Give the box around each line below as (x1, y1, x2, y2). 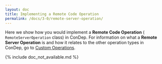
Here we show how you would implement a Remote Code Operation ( (5, 30, 145, 35)
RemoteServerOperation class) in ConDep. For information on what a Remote (5, 34, 157, 40)
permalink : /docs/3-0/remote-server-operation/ (5, 16, 104, 21)
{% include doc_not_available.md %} (5, 54, 79, 60)
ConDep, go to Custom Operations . (5, 45, 75, 51)
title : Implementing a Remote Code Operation (5, 12, 99, 16)
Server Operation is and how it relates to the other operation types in (5, 40, 144, 46)
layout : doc (5, 7, 29, 12)
